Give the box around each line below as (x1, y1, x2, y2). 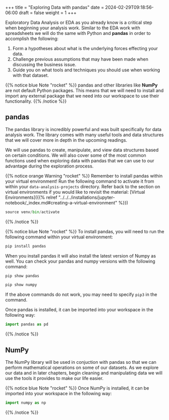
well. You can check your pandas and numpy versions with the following (5, 258, 155, 264)
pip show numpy (5, 282, 37, 287)
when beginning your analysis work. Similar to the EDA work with (5, 25, 140, 31)
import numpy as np (5, 400, 46, 405)
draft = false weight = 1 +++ (19, 10, 77, 16)
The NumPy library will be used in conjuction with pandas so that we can (5, 359, 156, 365)
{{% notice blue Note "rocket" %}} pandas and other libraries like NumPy (5, 82, 158, 88)
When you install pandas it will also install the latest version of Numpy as (5, 253, 156, 259)
